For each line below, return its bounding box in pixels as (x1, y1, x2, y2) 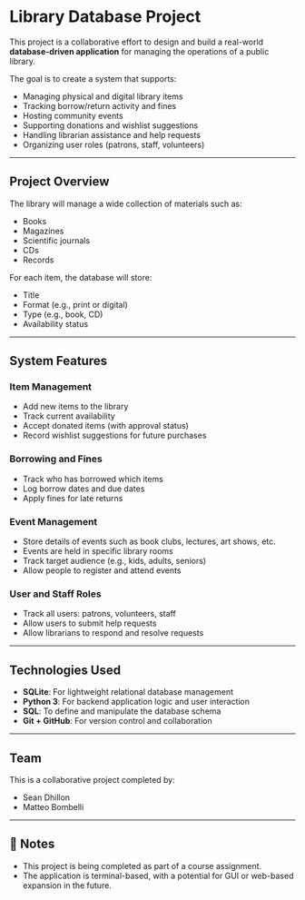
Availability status (22, 318, 89, 329)
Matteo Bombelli (22, 801, 84, 812)
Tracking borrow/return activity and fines (22, 100, 177, 111)
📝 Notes (9, 836, 55, 852)
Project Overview (9, 174, 110, 190)
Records (22, 254, 54, 265)
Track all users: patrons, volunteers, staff (22, 608, 177, 619)
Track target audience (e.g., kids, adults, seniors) (22, 556, 207, 567)
